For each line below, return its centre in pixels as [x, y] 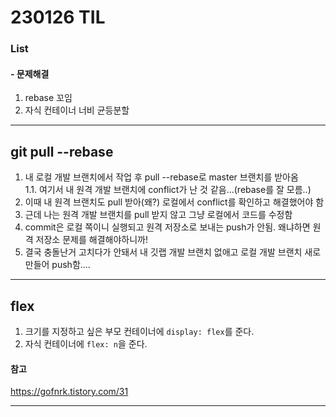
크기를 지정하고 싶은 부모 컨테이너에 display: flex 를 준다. [139, 331]
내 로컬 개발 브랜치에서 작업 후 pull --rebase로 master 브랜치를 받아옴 [161, 177]
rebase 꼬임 [48, 98]
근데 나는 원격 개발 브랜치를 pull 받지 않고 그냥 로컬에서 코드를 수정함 [158, 215]
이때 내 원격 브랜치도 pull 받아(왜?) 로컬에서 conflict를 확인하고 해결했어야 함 [174, 202]
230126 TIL [58, 17]
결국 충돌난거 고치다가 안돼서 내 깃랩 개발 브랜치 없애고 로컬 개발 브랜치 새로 [173, 252]
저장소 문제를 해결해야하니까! [91, 240]
